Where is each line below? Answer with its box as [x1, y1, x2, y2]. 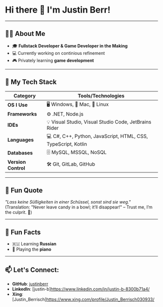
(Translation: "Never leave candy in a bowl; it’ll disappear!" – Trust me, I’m [5, 204, 153, 210]
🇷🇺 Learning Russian [12, 241, 57, 247]
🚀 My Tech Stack [5, 78, 57, 86]
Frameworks [7, 110, 37, 117]
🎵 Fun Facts [5, 228, 41, 236]
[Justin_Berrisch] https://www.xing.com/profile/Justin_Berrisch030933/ [12, 296, 155, 302]
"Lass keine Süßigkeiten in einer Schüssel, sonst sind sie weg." [5, 199, 131, 205]
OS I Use [7, 102, 28, 108]
